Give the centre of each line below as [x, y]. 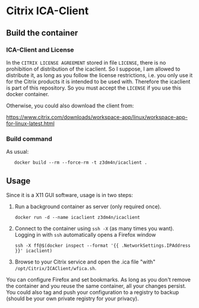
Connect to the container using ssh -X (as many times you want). [94, 228]
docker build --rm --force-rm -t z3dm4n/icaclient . [80, 163]
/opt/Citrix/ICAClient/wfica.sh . [56, 268]
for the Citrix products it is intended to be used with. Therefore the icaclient [98, 81]
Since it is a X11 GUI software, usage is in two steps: [70, 195]
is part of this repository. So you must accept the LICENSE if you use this [94, 88]
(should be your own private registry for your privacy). [72, 299]
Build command [29, 139]
